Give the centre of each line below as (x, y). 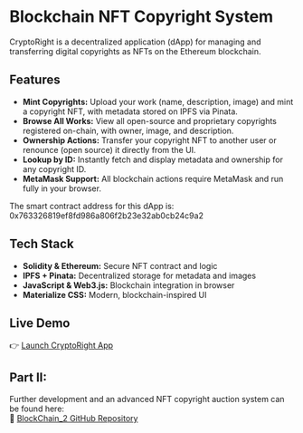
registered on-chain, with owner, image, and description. (128, 130)
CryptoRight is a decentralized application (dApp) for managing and (135, 42)
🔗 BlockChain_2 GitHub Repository (74, 419)
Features (35, 80)
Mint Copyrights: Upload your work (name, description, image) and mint (158, 101)
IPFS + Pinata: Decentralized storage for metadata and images (139, 275)
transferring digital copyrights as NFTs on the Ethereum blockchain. (135, 51)
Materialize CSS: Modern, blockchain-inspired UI (114, 294)
